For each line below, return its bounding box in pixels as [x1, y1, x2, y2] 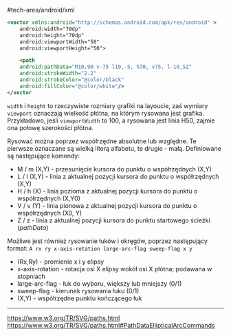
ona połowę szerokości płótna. [7, 123, 94, 132]
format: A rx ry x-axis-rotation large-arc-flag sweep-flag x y [7, 244, 192, 252]
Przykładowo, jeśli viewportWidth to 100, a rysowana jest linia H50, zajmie [7, 116, 215, 125]
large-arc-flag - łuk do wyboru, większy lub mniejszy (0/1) [16, 279, 182, 288]
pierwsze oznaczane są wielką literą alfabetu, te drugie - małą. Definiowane [7, 144, 221, 152]
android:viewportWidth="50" [19, 38, 100, 45]
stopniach [16, 272, 46, 280]
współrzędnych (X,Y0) [16, 194, 81, 202]
